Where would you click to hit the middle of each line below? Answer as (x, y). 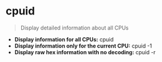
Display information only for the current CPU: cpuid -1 (83, 46)
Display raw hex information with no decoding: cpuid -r (85, 52)
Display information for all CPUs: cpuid (64, 39)
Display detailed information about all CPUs (74, 28)
